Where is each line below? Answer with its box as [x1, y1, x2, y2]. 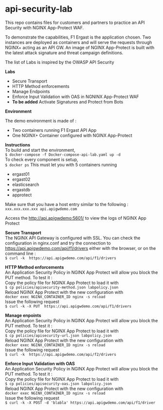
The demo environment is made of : [5, 118, 77, 123]
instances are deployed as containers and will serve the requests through [5, 39, 152, 45]
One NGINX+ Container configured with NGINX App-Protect [12, 132, 132, 138]
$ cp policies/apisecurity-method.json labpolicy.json [5, 285, 119, 290]
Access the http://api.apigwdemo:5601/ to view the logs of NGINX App [5, 215, 147, 221]
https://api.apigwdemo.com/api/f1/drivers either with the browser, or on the [5, 245, 156, 251]
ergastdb [12, 186, 31, 192]
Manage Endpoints [12, 88, 50, 94]
